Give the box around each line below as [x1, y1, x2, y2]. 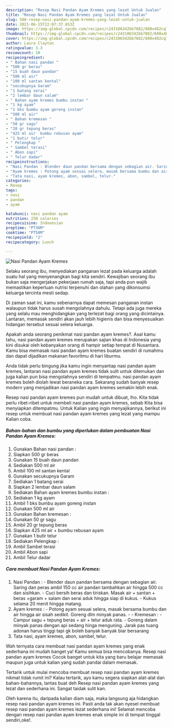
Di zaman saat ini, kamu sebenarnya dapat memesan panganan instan [6, 299, 153, 306]
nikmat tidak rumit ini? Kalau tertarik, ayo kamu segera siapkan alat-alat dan [6, 674, 165, 681]
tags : [6, 188, 17, 193]
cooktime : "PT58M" [6, 230, 45, 235]
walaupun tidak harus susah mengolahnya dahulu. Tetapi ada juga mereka [6, 305, 162, 311]
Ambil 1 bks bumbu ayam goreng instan [13, 500, 96, 506]
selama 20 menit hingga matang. [13, 600, 83, 607]
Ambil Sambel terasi [13, 543, 56, 549]
